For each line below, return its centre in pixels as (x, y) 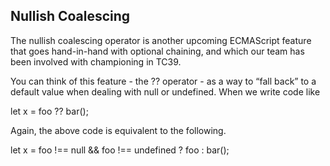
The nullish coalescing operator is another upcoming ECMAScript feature (161, 40)
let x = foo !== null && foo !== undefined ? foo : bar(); (120, 150)
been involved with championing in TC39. (96, 61)
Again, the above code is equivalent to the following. (118, 130)
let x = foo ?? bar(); (49, 111)
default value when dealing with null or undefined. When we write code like (165, 91)
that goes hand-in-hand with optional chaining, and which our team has (157, 51)
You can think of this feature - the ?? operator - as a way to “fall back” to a (163, 81)
